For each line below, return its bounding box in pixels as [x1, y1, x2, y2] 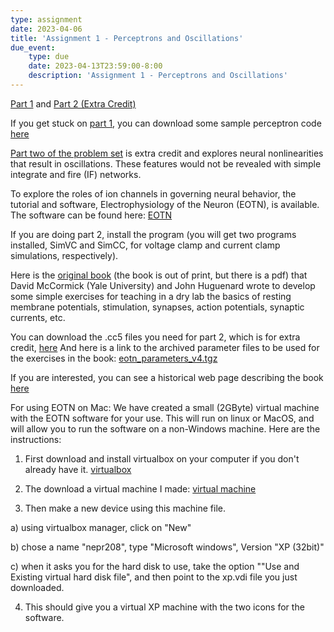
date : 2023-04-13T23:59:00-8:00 [28, 61, 163, 71]
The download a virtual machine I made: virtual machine [24, 482, 257, 495]
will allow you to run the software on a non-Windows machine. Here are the [10, 422, 321, 435]
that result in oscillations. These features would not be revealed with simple [10, 157, 322, 170]
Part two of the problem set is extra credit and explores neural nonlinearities [10, 147, 324, 159]
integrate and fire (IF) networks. [10, 168, 142, 180]
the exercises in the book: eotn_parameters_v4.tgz [10, 352, 218, 364]
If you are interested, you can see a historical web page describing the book [10, 371, 324, 383]
